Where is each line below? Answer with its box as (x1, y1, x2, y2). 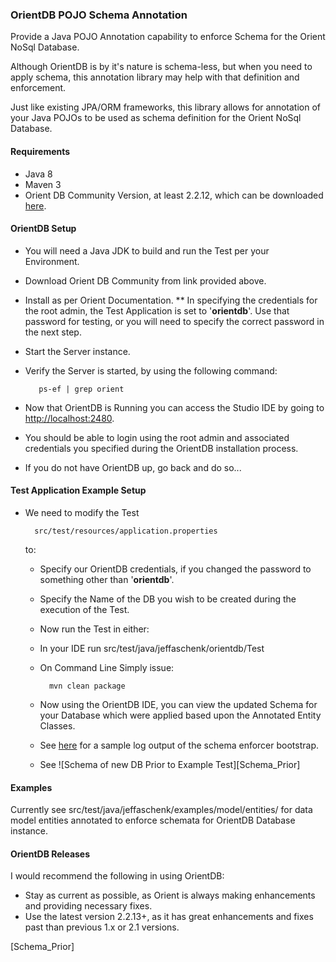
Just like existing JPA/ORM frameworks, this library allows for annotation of (10, 101, 322, 113)
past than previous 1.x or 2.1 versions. (24, 921, 180, 933)
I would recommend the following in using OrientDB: (10, 870, 225, 882)
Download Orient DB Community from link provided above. (24, 274, 267, 287)
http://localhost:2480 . (24, 412, 115, 424)
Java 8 (24, 168, 53, 180)
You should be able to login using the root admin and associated (24, 431, 290, 443)
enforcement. (10, 82, 67, 94)
